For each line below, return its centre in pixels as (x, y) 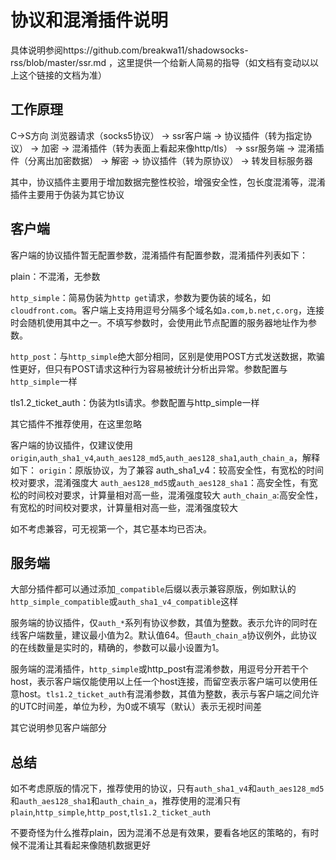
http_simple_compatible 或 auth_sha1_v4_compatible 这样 (124, 602)
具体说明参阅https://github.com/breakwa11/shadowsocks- (129, 50)
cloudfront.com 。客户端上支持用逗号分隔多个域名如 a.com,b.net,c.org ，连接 (167, 310)
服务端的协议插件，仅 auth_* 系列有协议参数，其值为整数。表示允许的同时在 (164, 623)
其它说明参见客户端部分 (58, 728)
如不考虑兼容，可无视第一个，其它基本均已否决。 (111, 528)
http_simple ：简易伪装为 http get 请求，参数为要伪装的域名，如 (141, 297)
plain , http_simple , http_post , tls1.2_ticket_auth (110, 812)
